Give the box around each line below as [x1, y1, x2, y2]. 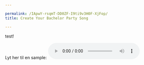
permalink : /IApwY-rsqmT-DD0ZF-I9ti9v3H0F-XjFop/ [5, 11, 108, 16]
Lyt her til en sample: [5, 54, 47, 60]
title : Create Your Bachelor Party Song [5, 15, 89, 21]
